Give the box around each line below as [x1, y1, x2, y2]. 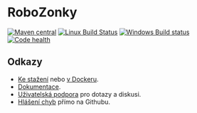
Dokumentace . [17, 82, 61, 91]
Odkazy [7, 56, 43, 68]
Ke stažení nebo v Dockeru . [17, 75, 99, 83]
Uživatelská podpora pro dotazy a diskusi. [17, 90, 142, 98]
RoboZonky [7, 4, 78, 21]
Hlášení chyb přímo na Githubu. [17, 97, 111, 106]
